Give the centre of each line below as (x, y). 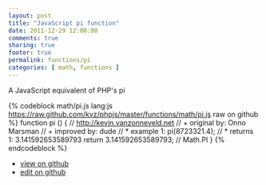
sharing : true (32, 45)
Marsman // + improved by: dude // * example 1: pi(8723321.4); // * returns (131, 131)
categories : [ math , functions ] (64, 68)
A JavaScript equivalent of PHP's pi (67, 90)
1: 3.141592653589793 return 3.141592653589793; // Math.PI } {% (117, 140)
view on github (44, 163)
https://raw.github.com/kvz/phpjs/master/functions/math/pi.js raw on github (133, 114)
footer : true (30, 53)
